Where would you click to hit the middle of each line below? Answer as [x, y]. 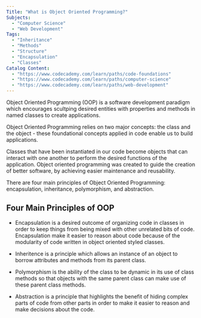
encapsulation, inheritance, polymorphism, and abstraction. [80, 189]
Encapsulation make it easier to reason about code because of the [97, 235]
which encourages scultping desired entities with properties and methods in [101, 109]
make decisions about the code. [55, 309]
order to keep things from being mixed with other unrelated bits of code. [105, 229]
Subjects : [19, 18]
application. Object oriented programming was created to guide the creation [101, 164]
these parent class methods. [50, 285]
